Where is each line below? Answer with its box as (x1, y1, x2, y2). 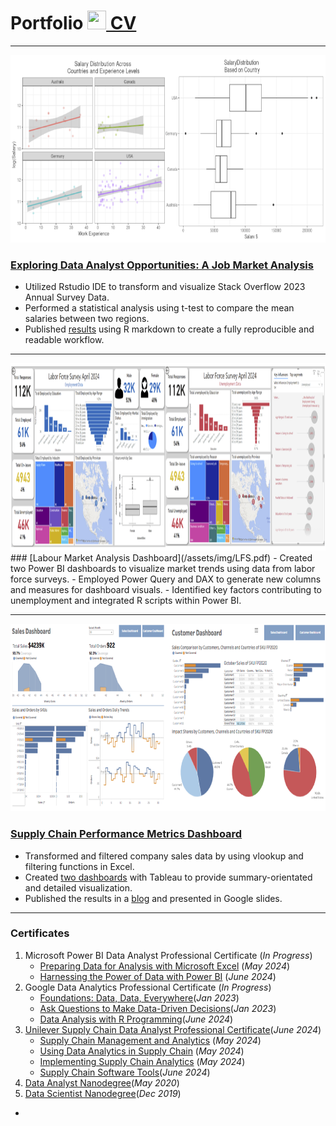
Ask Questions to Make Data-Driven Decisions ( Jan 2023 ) (39, 1002, 277, 1014)
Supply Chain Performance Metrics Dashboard (10, 827, 243, 841)
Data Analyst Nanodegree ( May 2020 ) (24, 1076, 180, 1089)
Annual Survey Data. (24, 291, 110, 304)
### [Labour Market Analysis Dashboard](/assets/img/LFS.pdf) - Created (10, 552, 313, 564)
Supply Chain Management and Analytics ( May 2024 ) (39, 1034, 262, 1046)
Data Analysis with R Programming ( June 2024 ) (39, 1013, 234, 1025)
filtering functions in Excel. (24, 860, 135, 872)
